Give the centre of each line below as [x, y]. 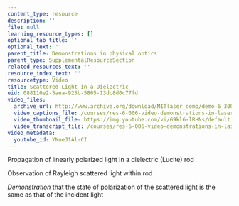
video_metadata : [31, 133]
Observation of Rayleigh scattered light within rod [80, 173]
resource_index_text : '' [44, 73]
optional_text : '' [34, 47]
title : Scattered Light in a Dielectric [68, 87]
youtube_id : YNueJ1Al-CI [51, 139]
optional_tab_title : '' [43, 40]
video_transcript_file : [49, 126]
